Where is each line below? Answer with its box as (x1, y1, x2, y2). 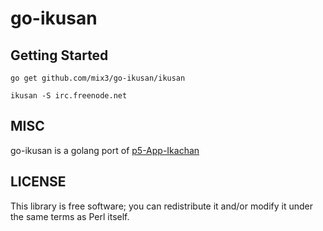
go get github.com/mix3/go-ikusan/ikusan (10, 73, 186, 83)
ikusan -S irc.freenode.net (10, 91, 128, 101)
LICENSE (10, 173, 67, 191)
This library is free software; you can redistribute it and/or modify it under (10, 200, 314, 212)
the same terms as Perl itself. (10, 210, 130, 222)
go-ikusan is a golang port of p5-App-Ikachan (10, 144, 200, 156)
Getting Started (10, 47, 109, 64)
